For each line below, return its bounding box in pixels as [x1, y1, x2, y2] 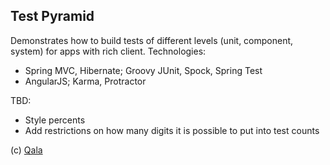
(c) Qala [10, 144, 43, 156]
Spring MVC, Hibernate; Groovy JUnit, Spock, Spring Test [24, 64, 263, 76]
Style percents [24, 114, 86, 126]
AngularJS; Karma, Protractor [24, 75, 147, 87]
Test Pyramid [10, 8, 95, 25]
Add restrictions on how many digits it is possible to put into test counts [24, 124, 320, 136]
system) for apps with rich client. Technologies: [10, 45, 207, 57]
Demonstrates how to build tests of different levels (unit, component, [10, 34, 294, 46]
